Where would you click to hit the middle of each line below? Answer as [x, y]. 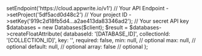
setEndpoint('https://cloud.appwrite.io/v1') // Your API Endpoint [85, 8]
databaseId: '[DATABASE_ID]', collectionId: [117, 34]
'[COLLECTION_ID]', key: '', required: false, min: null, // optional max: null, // [101, 40]
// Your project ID [106, 14]
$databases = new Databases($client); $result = [67, 27]
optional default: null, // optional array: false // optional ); [77, 47]
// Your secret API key [161, 21]
